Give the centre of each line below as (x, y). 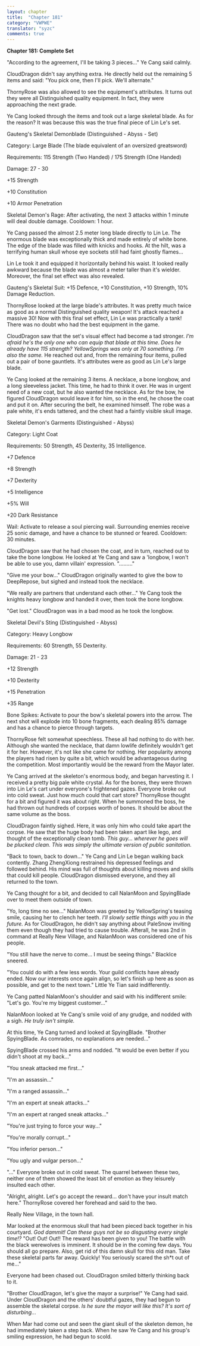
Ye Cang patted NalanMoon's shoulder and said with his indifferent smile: (97, 996)
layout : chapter (27, 12)
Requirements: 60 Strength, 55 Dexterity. (57, 646)
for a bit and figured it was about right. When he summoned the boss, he (96, 802)
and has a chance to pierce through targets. (60, 728)
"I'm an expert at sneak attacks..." (48, 1103)
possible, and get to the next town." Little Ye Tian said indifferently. (89, 985)
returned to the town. (33, 882)
